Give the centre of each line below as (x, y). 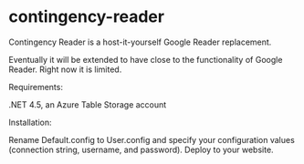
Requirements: (36, 87)
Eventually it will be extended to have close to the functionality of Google (146, 59)
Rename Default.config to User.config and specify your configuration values (152, 139)
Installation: (30, 122)
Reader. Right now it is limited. (65, 69)
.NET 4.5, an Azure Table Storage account (88, 104)
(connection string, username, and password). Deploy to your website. (142, 149)
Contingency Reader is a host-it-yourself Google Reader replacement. (140, 42)
